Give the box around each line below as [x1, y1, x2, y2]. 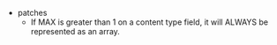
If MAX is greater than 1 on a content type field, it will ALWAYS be [30, 17, 269, 27]
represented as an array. [30, 26, 121, 36]
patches [17, 8, 48, 18]
